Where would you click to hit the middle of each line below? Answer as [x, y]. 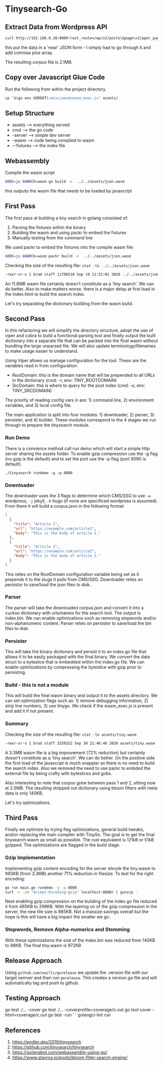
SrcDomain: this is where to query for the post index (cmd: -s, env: [79, 385]
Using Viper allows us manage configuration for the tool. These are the [76, 361]
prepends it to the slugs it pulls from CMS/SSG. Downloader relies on [74, 579]
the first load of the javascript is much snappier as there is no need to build [80, 763]
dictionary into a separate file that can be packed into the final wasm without [81, 341]
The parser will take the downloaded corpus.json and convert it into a [74, 608]
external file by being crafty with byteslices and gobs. [59, 773]
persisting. [16, 672]
